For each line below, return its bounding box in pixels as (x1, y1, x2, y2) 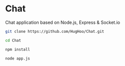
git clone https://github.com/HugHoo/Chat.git (5, 29, 104, 34)
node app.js (5, 56, 30, 61)
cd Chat (5, 38, 22, 43)
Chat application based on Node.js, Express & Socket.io (5, 19, 120, 25)
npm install (5, 47, 30, 52)
